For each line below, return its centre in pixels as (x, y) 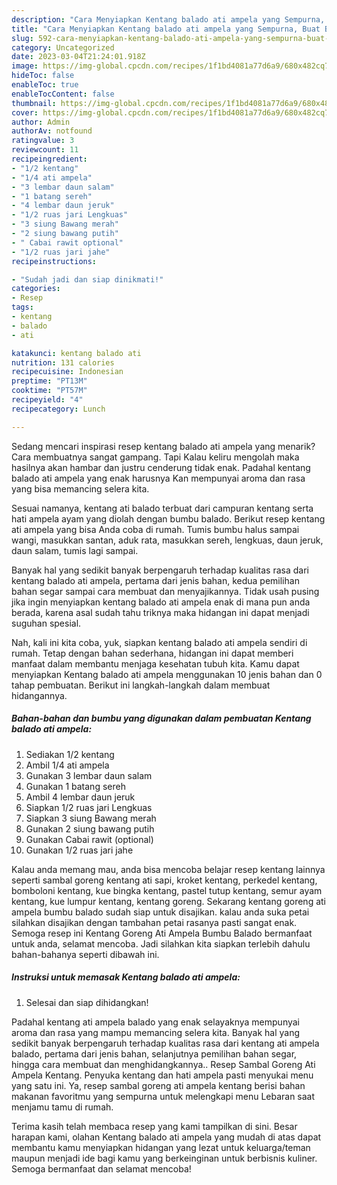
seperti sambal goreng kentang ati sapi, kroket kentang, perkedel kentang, (164, 880)
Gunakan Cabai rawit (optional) (89, 839)
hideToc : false (43, 76)
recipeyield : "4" (47, 400)
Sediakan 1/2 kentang (70, 754)
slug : (22, 38)
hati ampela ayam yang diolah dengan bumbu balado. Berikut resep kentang (168, 518)
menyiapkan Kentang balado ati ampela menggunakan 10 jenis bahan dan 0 (167, 674)
